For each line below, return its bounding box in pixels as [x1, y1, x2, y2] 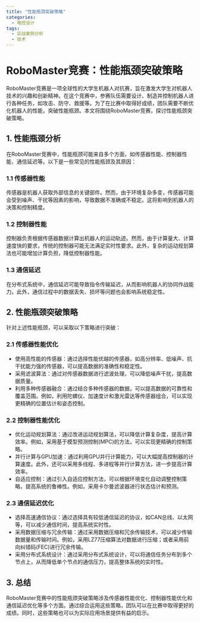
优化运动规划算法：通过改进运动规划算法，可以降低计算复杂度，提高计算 [14, 431, 192, 438]
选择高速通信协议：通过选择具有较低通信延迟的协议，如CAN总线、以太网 [14, 514, 193, 521]
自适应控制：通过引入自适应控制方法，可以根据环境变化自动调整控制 [14, 476, 182, 483]
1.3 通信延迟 [6, 266, 41, 274]
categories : [6, 14, 36, 20]
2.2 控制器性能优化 [6, 416, 61, 424]
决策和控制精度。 [6, 204, 48, 211]
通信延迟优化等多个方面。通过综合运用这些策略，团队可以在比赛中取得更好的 [6, 602, 194, 609]
